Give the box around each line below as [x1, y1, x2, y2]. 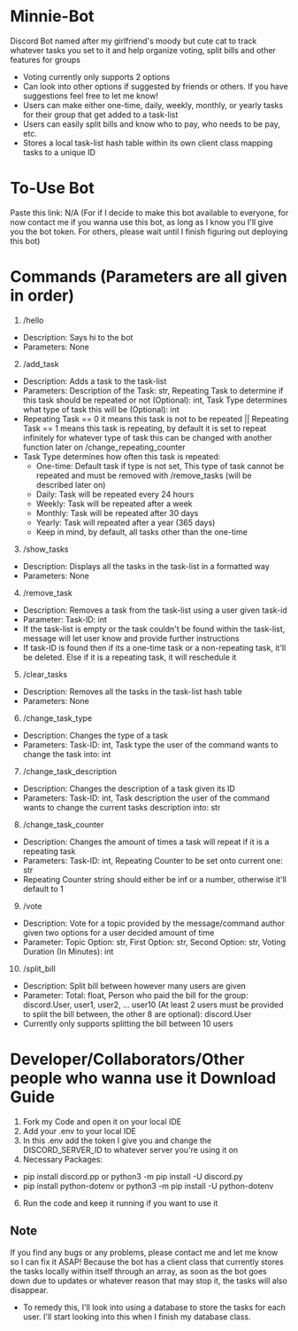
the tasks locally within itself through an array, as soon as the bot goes [10, 1265, 268, 1276]
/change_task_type [22, 712, 92, 724]
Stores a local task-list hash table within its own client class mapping [22, 137, 273, 148]
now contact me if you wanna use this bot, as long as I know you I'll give [10, 216, 273, 227]
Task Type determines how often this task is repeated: [22, 450, 221, 462]
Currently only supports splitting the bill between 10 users [22, 1018, 233, 1029]
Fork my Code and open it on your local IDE [22, 1116, 182, 1127]
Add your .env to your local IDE [22, 1125, 136, 1136]
